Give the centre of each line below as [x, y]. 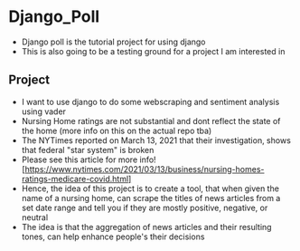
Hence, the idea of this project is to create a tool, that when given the [150, 188]
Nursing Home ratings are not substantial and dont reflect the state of [151, 121]
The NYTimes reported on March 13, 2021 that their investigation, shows [156, 140]
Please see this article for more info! [89, 159]
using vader [44, 111]
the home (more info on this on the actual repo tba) [117, 130]
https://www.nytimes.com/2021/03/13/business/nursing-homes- [145, 169]
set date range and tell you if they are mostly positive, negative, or [145, 208]
